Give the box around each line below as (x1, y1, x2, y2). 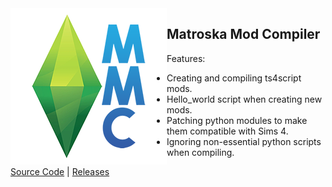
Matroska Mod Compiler (166, 26, 321, 43)
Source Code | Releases (10, 165, 110, 177)
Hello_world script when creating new (166, 93, 323, 105)
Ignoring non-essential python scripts (166, 135, 322, 147)
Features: (166, 52, 206, 64)
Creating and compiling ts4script (166, 72, 302, 84)
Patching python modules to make (166, 114, 308, 126)
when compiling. (166, 146, 235, 158)
